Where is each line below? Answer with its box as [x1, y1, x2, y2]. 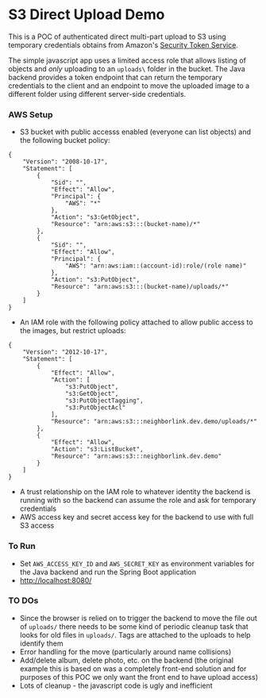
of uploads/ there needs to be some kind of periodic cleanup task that [19, 621, 249, 631]
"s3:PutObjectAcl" [64, 404, 126, 412]
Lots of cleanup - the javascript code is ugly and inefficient [19, 681, 213, 690]
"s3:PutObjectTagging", [64, 397, 145, 405]
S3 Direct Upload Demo [8, 6, 165, 24]
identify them [19, 639, 64, 648]
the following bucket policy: [19, 136, 110, 145]
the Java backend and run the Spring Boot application [19, 567, 197, 577]
